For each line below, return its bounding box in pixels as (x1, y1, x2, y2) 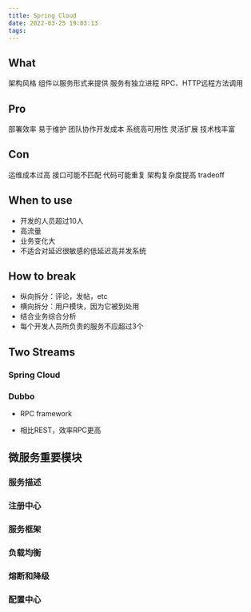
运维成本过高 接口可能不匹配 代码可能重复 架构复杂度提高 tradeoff (8, 169, 225, 180)
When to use (8, 193, 74, 208)
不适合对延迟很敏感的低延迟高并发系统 (19, 245, 146, 256)
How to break (8, 269, 76, 284)
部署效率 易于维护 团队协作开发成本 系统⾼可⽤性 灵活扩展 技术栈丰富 (8, 125, 236, 133)
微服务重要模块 (8, 451, 82, 464)
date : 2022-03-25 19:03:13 (8, 19, 98, 27)
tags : (8, 26, 26, 34)
